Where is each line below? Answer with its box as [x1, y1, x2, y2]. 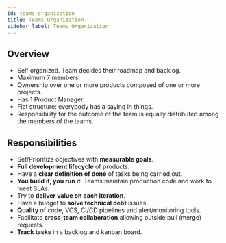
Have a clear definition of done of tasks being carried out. [16, 170, 183, 178]
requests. [16, 220, 45, 229]
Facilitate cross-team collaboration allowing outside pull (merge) [16, 214, 202, 221]
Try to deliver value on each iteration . [16, 192, 125, 199]
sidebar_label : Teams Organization [7, 23, 109, 29]
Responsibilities [7, 137, 77, 149]
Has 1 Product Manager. [16, 95, 85, 103]
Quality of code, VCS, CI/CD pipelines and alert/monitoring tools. [16, 206, 201, 214]
